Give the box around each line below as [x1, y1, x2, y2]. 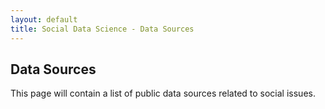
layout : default [10, 14, 78, 25]
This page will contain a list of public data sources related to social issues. [10, 87, 316, 100]
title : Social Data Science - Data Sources [10, 24, 195, 34]
